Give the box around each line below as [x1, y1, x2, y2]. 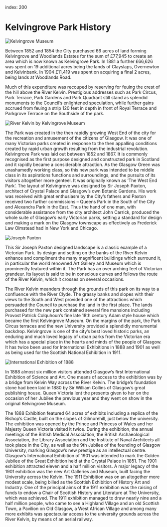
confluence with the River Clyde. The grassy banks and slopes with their [5, 291, 154, 297]
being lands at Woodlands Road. [5, 74, 72, 80]
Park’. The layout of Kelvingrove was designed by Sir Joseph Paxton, [5, 182, 147, 188]
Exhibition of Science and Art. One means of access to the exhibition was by [5, 374, 162, 380]
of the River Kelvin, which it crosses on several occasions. [5, 276, 125, 282]
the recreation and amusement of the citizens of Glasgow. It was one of [5, 135, 152, 141]
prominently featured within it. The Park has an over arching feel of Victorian [5, 265, 163, 271]
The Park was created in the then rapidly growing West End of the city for [5, 130, 156, 136]
